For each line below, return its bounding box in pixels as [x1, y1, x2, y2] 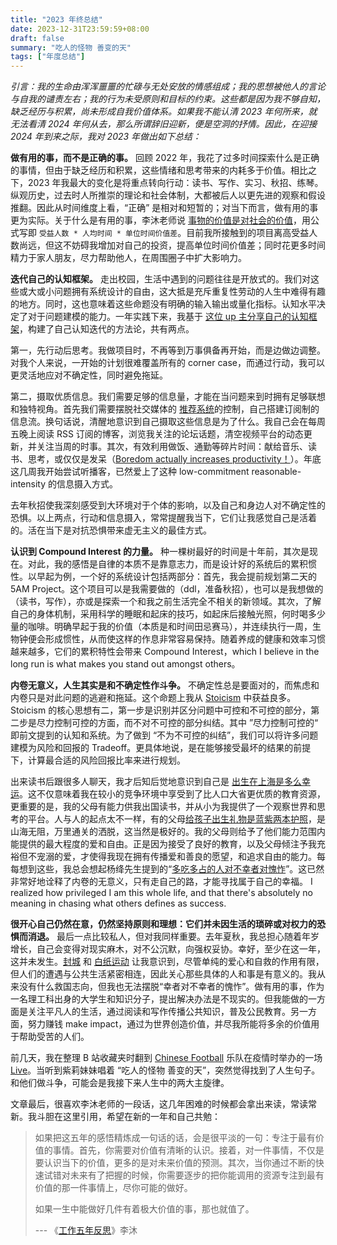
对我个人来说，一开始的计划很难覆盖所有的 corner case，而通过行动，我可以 [10, 357, 326, 369]
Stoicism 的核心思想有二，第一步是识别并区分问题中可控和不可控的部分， [10, 704, 312, 716]
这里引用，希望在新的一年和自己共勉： [62, 1111, 221, 1123]
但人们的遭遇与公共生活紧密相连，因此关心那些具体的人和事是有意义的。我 [10, 968, 317, 980]
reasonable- [251, 466, 302, 478]
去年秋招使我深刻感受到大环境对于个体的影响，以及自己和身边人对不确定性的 [10, 499, 326, 511]
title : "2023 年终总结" [10, 14, 103, 25]
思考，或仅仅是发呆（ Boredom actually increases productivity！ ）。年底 [27, 453, 322, 465]
